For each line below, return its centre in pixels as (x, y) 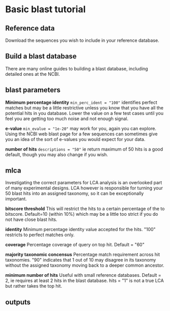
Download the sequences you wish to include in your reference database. (82, 40)
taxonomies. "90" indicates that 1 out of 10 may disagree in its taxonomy (81, 260)
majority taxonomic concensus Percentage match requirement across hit (82, 255)
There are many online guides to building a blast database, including (77, 68)
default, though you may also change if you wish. (57, 154)
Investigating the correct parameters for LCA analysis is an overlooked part (84, 183)
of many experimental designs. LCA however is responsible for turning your (84, 188)
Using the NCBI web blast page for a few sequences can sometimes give (81, 134)
